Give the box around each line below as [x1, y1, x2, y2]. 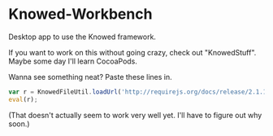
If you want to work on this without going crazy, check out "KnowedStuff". [8, 47, 257, 57]
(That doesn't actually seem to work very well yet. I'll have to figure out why [8, 110, 262, 120]
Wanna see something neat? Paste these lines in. [8, 72, 172, 81]
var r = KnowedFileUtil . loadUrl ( [8, 87, 122, 96]
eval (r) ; [8, 95, 38, 103]
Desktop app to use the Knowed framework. [8, 32, 157, 42]
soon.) [8, 119, 30, 129]
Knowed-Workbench [8, 5, 153, 24]
